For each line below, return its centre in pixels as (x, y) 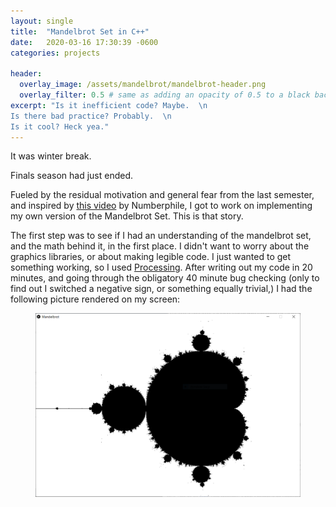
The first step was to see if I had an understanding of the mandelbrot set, (161, 236)
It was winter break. (51, 156)
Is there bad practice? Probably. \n (91, 116)
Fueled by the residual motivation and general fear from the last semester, (162, 195)
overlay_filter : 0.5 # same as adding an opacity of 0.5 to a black (165, 95)
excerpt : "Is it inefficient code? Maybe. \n (109, 105)
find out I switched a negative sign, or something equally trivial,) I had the (161, 289)
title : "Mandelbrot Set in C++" (80, 31)
